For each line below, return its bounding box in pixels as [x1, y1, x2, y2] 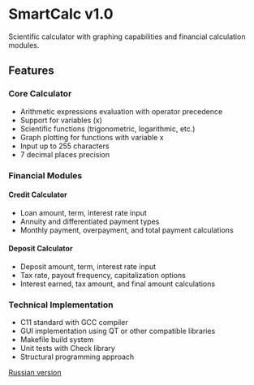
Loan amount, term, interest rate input [19, 207, 148, 217]
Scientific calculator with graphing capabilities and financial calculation [8, 32, 246, 41]
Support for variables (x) [19, 115, 103, 125]
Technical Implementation [8, 299, 114, 310]
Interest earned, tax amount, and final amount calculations [19, 279, 216, 289]
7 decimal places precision [19, 149, 110, 159]
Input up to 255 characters [19, 141, 110, 151]
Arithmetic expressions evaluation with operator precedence [19, 106, 223, 116]
